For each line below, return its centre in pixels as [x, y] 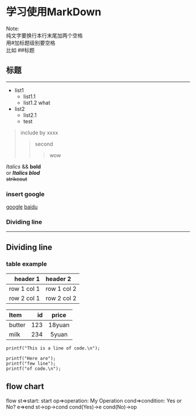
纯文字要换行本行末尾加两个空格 [44, 35]
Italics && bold [24, 167]
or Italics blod [23, 172]
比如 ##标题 [20, 50]
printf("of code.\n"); [34, 369]
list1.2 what [37, 102]
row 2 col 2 [61, 299]
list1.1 [29, 96]
